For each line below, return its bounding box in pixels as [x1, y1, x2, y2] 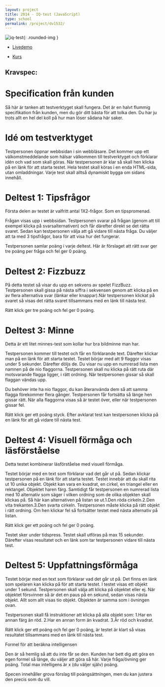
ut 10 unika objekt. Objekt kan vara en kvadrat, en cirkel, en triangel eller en [5, 481, 158, 487]
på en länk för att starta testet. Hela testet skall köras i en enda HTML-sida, [5, 164, 157, 170]
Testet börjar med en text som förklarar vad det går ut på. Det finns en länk [5, 576, 157, 582]
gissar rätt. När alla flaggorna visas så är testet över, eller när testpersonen [5, 397, 157, 403]
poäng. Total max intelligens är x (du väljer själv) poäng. [5, 662, 119, 668]
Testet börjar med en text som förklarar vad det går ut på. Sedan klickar [5, 471, 150, 477]
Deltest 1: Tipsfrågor [5, 192, 91, 203]
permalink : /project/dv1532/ [5, 21, 65, 26]
